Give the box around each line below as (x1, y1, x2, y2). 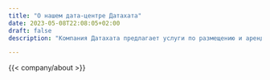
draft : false (8, 26, 52, 34)
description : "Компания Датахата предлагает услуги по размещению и (8, 34, 243, 42)
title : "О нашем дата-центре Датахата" (8, 11, 142, 20)
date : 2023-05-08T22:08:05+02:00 (8, 19, 121, 27)
